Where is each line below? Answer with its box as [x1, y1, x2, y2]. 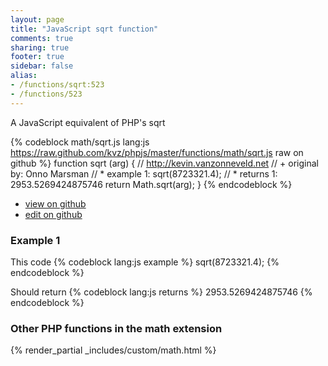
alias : [10, 71, 38, 81]
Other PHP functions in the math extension [10, 321, 223, 335]
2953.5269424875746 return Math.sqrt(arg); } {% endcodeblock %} [10, 178, 293, 190]
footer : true [10, 52, 65, 62]
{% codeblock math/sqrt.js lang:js [10, 136, 150, 148]
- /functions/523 [10, 89, 83, 99]
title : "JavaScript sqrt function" [10, 24, 159, 34]
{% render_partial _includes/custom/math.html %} [10, 344, 217, 356]
